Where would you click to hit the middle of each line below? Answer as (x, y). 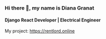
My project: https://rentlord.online (40, 31)
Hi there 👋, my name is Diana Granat (49, 8)
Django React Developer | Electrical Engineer (53, 20)
